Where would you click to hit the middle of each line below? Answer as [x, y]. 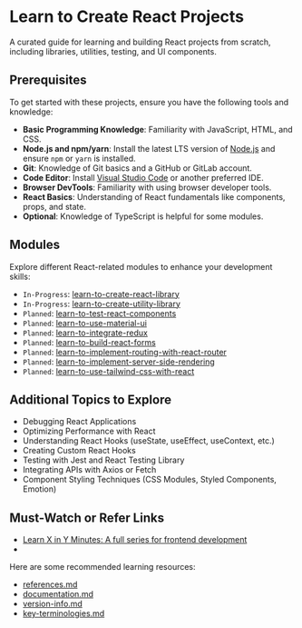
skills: [20, 276]
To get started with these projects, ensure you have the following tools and [149, 102]
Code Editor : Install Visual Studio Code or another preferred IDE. [143, 177]
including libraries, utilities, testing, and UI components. [113, 51]
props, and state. [54, 206]
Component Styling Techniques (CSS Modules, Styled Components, [149, 480]
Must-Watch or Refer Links [87, 518]
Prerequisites [48, 80]
